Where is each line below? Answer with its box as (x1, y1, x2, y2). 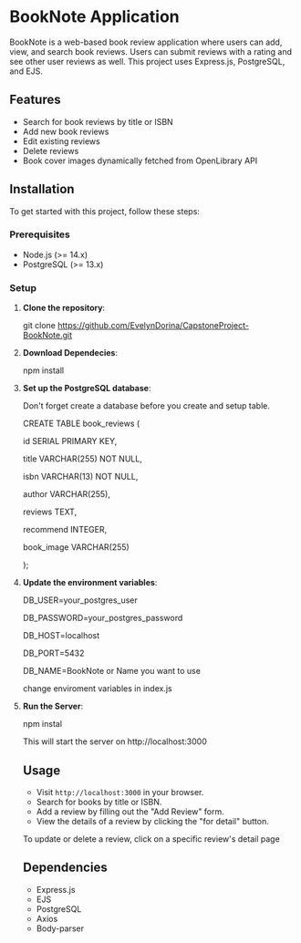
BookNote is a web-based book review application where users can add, (9, 36, 283, 47)
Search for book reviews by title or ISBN (22, 116, 173, 127)
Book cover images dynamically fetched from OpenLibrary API (22, 155, 258, 166)
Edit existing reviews (22, 135, 100, 147)
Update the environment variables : (22, 577, 158, 588)
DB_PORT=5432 (22, 648, 85, 658)
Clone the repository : (22, 303, 106, 314)
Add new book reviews (22, 126, 109, 137)
